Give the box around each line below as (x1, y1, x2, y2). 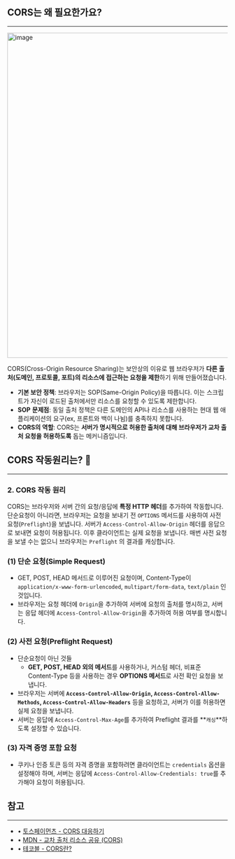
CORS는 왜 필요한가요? (7, 6, 103, 19)
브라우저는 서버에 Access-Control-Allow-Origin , (17, 689, 153, 697)
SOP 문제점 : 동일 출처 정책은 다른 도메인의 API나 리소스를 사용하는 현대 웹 (17, 405, 219, 414)
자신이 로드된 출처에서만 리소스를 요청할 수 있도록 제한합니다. (30, 396, 197, 405)
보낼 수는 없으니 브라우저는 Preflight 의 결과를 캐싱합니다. (14, 537, 176, 545)
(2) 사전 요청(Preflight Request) (7, 636, 113, 646)
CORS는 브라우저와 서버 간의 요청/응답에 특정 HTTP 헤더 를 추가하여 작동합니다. (7, 502, 224, 510)
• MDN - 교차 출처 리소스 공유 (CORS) (17, 835, 124, 844)
